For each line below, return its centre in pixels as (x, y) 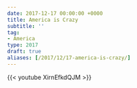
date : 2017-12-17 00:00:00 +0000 (55, 13)
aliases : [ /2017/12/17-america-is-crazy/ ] (69, 58)
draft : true (24, 52)
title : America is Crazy (43, 20)
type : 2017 (23, 45)
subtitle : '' (26, 26)
